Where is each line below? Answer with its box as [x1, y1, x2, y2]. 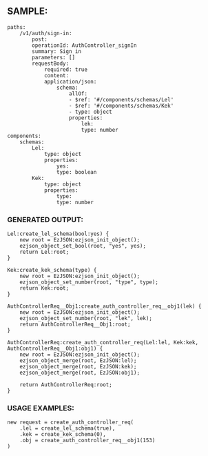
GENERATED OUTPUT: [7, 215, 84, 224]
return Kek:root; [19, 285, 70, 292]
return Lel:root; [19, 248, 70, 256]
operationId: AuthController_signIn [32, 41, 137, 49]
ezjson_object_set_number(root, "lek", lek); [19, 315, 153, 322]
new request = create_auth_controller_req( [7, 419, 134, 426]
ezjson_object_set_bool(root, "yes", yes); [19, 243, 147, 250]
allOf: [68, 90, 88, 97]
